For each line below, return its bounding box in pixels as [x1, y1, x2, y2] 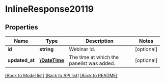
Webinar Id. [68, 46, 96, 53]
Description [85, 38, 114, 44]
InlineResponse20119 [5, 3, 94, 15]
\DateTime [39, 57, 64, 63]
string [39, 46, 54, 53]
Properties [5, 23, 38, 31]
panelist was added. [68, 60, 115, 67]
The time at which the [68, 54, 119, 60]
